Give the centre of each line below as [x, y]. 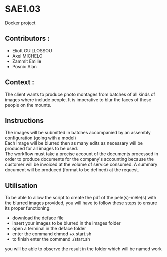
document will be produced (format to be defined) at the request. [72, 170]
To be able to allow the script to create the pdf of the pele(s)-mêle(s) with [81, 198]
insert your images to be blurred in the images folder [66, 223]
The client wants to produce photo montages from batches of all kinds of [80, 94]
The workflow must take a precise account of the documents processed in [82, 154]
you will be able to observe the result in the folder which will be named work [84, 249]
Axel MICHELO [27, 56]
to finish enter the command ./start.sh [51, 239]
